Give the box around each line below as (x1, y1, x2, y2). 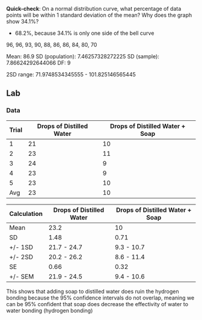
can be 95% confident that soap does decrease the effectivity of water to (6, 300, 188, 307)
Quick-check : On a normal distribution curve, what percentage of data (6, 5, 182, 12)
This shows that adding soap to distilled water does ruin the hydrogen (6, 288, 179, 295)
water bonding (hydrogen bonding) (6, 307, 93, 314)
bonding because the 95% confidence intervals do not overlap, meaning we (6, 294, 195, 301)
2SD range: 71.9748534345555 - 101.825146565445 (6, 71, 136, 78)
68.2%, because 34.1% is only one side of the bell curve (14, 29, 155, 37)
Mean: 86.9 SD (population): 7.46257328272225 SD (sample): (6, 53, 159, 60)
